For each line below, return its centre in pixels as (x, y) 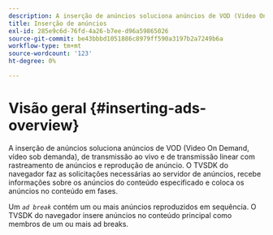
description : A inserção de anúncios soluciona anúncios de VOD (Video (132, 16)
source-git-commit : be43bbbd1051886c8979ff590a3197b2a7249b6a (116, 38)
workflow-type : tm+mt (45, 46)
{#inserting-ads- (148, 108)
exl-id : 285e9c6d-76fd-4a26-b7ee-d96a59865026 (89, 31)
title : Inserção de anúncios (58, 23)
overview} (44, 126)
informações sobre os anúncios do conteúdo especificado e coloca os (126, 182)
